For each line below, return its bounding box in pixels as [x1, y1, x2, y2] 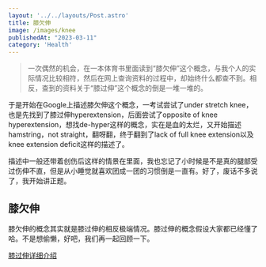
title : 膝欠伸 [8, 19, 51, 27]
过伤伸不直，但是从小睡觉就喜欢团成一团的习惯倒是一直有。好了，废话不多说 [8, 167, 258, 176]
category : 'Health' [8, 41, 73, 49]
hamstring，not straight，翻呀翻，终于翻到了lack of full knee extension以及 [8, 130, 255, 139]
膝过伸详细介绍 [8, 250, 57, 260]
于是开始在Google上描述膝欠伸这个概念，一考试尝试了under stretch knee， [8, 100, 253, 110]
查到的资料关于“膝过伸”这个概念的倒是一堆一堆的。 [41, 84, 208, 93]
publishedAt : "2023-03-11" [8, 33, 97, 42]
